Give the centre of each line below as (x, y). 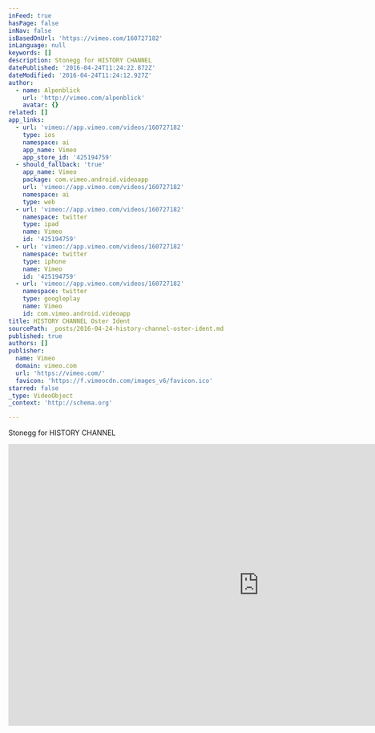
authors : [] (28, 344)
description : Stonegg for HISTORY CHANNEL (80, 61)
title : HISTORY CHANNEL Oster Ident (69, 321)
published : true (35, 336)
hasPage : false (34, 23)
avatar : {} (41, 105)
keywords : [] (30, 53)
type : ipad (41, 224)
